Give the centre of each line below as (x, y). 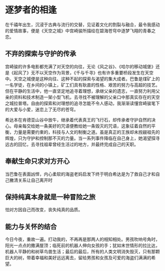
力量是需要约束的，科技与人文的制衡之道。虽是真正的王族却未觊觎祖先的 (87, 132)
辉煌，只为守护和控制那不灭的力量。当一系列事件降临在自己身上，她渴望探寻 (82, 138)
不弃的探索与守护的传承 (41, 54)
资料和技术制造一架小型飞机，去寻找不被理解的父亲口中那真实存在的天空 (87, 97)
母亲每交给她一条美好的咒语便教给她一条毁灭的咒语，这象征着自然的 (82, 126)
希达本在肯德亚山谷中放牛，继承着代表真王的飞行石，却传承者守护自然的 (78, 120)
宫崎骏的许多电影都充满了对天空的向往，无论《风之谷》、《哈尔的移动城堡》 (80, 66)
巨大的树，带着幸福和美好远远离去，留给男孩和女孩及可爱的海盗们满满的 (78, 258)
